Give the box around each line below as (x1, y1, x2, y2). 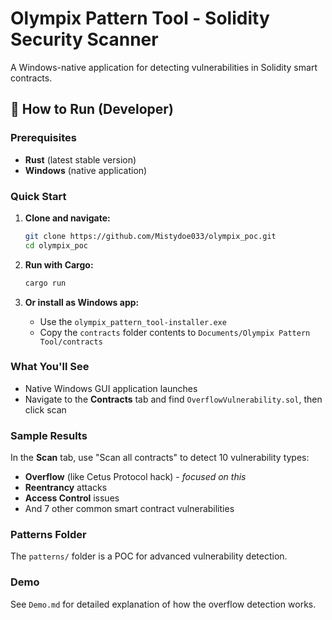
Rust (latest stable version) (24, 153, 137, 166)
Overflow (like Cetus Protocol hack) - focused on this (24, 471, 247, 483)
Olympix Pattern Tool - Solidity (10, 7, 270, 30)
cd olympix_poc (24, 240, 89, 251)
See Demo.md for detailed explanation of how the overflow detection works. (10, 598, 317, 610)
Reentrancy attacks (24, 482, 108, 494)
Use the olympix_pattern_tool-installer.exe (39, 315, 227, 327)
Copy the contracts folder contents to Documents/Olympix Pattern (39, 326, 311, 338)
